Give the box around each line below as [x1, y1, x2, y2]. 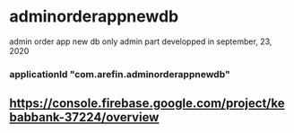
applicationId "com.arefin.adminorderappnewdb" [9, 67, 230, 80]
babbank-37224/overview [9, 110, 160, 125]
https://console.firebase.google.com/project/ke [9, 96, 285, 111]
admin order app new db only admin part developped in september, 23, [9, 36, 272, 47]
